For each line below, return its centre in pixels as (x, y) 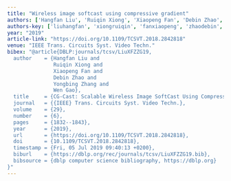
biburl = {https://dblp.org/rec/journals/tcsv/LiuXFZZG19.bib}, (112, 155)
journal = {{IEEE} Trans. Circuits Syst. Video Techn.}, (100, 103)
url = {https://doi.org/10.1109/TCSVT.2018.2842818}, (101, 135)
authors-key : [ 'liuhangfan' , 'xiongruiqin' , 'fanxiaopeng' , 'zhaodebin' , (115, 26)
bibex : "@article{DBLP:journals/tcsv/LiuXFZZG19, (80, 52)
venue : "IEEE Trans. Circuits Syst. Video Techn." (81, 45)
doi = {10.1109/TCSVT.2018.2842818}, (76, 142)
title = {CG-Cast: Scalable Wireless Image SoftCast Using (106, 97)
